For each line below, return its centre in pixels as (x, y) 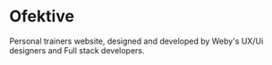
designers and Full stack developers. (77, 50)
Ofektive (42, 16)
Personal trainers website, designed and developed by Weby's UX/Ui (136, 41)
